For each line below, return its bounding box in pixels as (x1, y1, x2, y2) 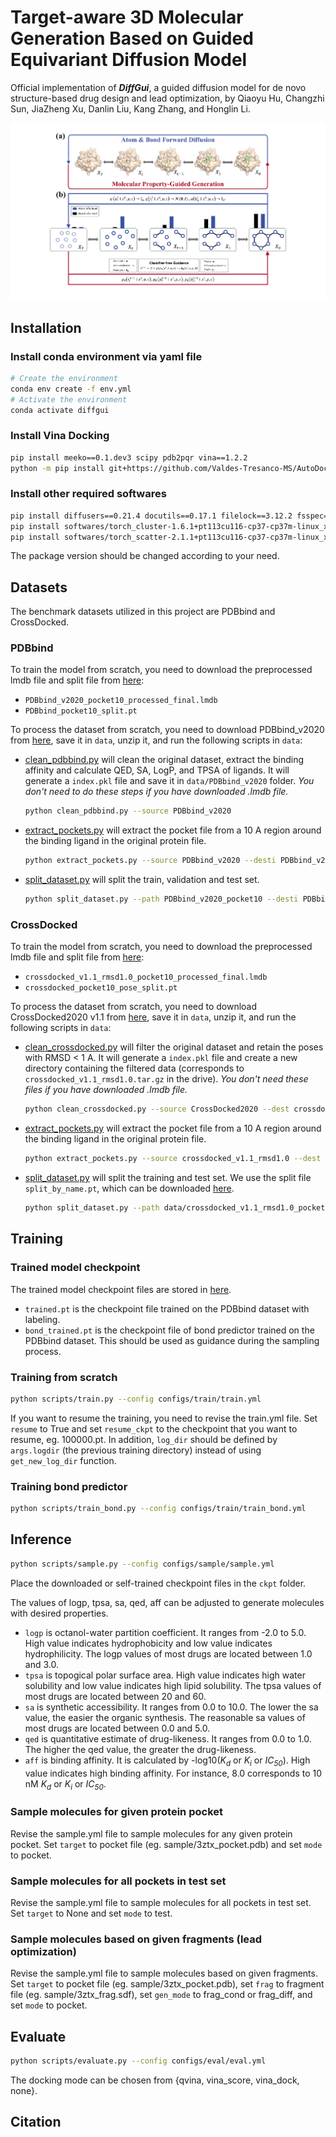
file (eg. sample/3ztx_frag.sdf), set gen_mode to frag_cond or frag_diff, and (10, 1989, 313, 2001)
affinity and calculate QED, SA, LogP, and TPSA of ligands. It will (24, 764, 290, 776)
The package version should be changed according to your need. (10, 550, 280, 562)
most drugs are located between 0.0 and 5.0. (24, 1722, 211, 1734)
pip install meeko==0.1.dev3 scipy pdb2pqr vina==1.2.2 (10, 452, 248, 463)
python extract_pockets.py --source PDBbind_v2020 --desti (24, 856, 277, 866)
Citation (10, 2114, 62, 2131)
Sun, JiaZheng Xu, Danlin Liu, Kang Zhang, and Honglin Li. (10, 102, 251, 115)
